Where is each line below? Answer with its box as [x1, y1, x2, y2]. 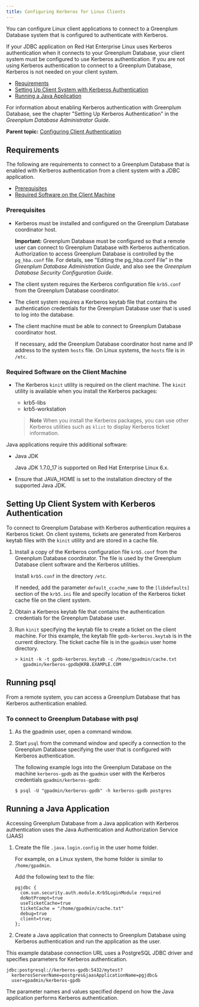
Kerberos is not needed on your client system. [6, 68, 119, 75]
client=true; [20, 916, 53, 921]
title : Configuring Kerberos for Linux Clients [6, 8, 126, 15]
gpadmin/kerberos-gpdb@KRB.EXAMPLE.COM [23, 661, 121, 667]
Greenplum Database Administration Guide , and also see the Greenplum [14, 263, 191, 270]
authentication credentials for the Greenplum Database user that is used [14, 304, 191, 312]
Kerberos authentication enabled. [6, 699, 88, 707]
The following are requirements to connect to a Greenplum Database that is [6, 161, 190, 168]
